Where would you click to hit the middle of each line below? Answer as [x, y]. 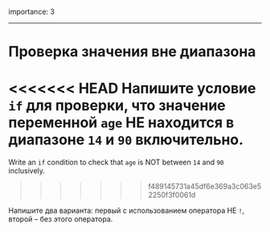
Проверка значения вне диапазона [132, 52]
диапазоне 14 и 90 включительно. [126, 140]
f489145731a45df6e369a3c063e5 [205, 186]
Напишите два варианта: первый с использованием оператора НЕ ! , [127, 211]
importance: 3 [31, 12]
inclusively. [27, 171]
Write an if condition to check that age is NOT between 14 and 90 [116, 162]
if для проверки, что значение [117, 106]
